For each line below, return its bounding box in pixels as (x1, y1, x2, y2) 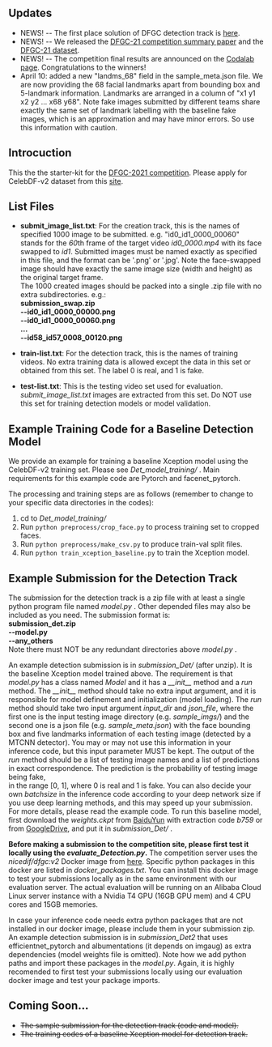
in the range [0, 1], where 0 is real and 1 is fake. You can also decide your (8, 781, 252, 790)
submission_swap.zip (19, 299, 96, 309)
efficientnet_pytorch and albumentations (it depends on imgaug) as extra (8, 941, 252, 951)
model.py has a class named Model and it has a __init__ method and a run (8, 678, 253, 687)
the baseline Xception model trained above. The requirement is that (8, 669, 233, 679)
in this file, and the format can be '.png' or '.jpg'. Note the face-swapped (19, 255, 261, 266)
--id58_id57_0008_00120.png (19, 333, 123, 343)
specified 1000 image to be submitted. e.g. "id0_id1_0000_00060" (19, 230, 240, 240)
